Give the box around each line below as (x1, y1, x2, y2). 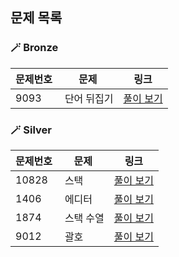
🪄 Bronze (10, 41, 59, 55)
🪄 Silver (10, 123, 52, 137)
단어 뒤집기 (64, 91, 114, 105)
